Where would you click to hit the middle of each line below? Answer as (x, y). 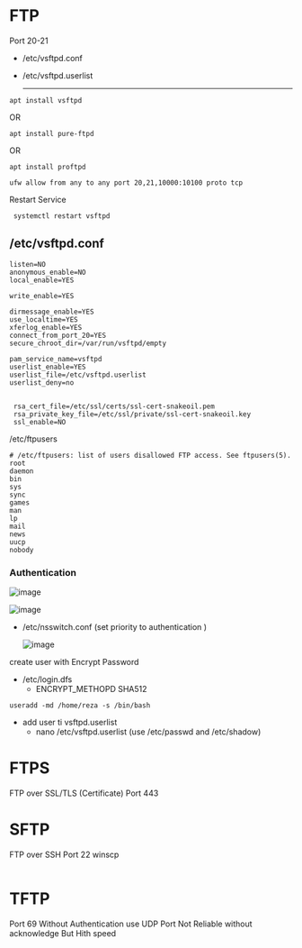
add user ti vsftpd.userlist (70, 723)
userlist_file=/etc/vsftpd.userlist (78, 375)
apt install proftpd (48, 167)
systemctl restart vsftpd (62, 216)
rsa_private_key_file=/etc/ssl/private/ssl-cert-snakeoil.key (132, 414)
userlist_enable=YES (48, 367)
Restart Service (38, 199)
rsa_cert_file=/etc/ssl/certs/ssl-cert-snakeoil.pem (114, 406)
